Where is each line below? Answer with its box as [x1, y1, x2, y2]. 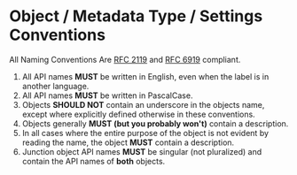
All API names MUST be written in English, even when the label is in [21, 71, 270, 81]
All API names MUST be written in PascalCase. [21, 90, 193, 101]
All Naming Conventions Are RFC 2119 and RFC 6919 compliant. [9, 54, 241, 65]
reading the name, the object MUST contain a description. [21, 137, 235, 148]
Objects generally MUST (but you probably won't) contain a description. [21, 118, 289, 129]
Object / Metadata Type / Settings [9, 6, 263, 27]
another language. [21, 80, 90, 91]
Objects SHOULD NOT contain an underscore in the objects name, [21, 99, 265, 110]
